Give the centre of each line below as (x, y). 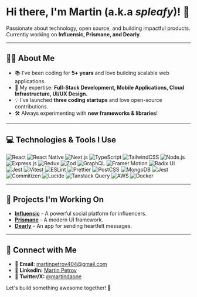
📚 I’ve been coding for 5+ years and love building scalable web (92, 73)
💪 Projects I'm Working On (55, 199)
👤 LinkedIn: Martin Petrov (46, 270)
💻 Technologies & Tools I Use (61, 140)
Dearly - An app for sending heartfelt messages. (73, 226)
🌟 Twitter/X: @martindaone (48, 276)
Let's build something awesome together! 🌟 (59, 288)
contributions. (31, 106)
